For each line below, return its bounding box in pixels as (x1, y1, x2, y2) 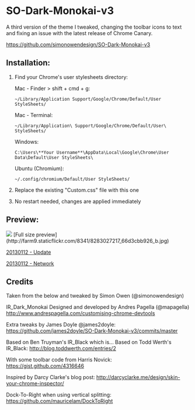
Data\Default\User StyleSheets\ (14, 154, 93, 160)
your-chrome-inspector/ (6, 380, 64, 387)
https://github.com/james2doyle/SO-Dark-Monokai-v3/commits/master (6, 328, 178, 335)
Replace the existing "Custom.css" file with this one (14, 186, 139, 194)
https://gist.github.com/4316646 (6, 363, 85, 370)
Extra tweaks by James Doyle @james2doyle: (6, 321, 116, 328)
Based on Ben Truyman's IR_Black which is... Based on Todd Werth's (6, 339, 172, 346)
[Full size (13, 231, 35, 238)
